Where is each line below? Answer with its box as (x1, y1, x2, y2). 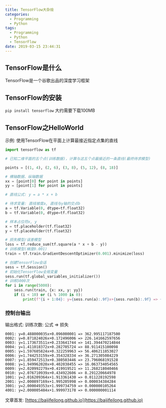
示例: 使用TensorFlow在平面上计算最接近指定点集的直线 (5, 137, 118, 143)
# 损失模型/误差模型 (5, 237, 41, 242)
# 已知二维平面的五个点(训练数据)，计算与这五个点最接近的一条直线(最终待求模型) (5, 156, 151, 161)
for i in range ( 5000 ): (5, 283, 52, 288)
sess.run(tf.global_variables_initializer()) (5, 274, 100, 279)
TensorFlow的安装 (5, 93, 62, 102)
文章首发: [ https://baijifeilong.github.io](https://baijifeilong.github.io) (5, 397, 143, 403)
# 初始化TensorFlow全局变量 (5, 269, 58, 274)
